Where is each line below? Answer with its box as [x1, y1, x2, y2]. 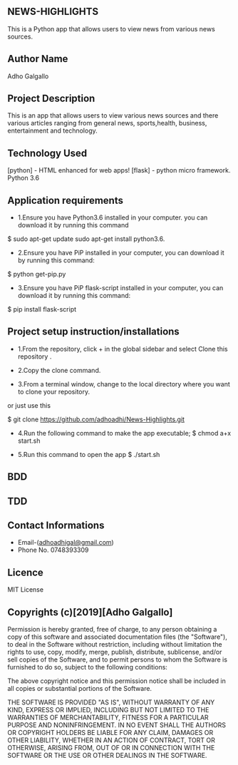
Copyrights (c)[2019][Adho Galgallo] [7, 606, 173, 618]
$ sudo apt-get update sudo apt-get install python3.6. [7, 235, 165, 243]
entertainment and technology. [7, 126, 98, 135]
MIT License [7, 585, 44, 594]
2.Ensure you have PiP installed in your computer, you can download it [17, 249, 224, 257]
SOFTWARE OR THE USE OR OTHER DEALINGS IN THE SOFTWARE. [7, 751, 207, 760]
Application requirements [7, 194, 123, 206]
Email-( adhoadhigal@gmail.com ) [17, 538, 114, 547]
